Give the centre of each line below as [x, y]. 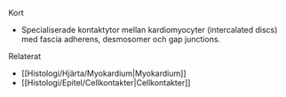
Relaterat [25, 56]
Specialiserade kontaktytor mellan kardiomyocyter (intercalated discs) [149, 30]
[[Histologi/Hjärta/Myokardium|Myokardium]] [103, 73]
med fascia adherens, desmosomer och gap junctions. [121, 39]
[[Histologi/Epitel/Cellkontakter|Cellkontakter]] [106, 82]
